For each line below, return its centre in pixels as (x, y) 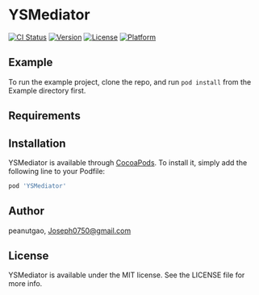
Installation (37, 143)
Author (26, 211)
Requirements (44, 116)
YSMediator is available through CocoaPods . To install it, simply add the (128, 162)
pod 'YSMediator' (38, 186)
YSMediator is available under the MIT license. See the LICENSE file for (127, 275)
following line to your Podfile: (57, 171)
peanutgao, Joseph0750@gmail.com (70, 231)
